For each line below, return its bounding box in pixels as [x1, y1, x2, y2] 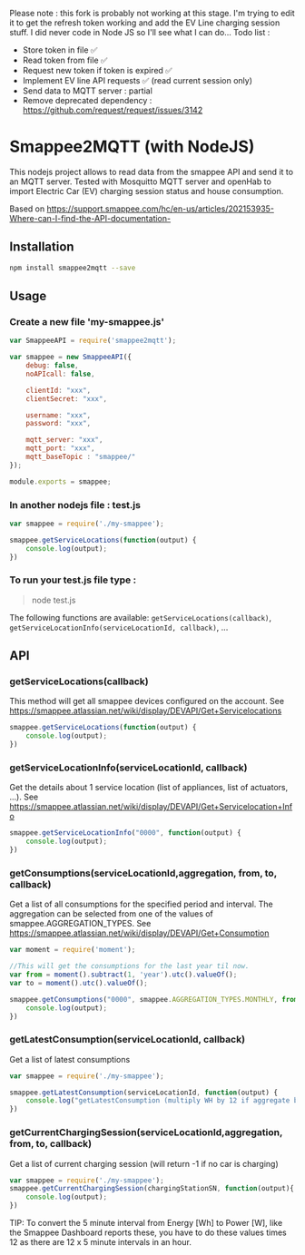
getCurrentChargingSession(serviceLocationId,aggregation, [9, 1126, 283, 1139]
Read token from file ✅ [22, 54, 108, 65]
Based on [9, 203, 45, 214]
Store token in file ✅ [22, 44, 98, 55]
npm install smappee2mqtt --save [9, 263, 136, 272]
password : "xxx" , [25, 419, 92, 428]
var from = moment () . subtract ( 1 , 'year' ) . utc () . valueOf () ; [9, 970, 238, 979]
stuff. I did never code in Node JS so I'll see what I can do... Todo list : [9, 27, 271, 37]
